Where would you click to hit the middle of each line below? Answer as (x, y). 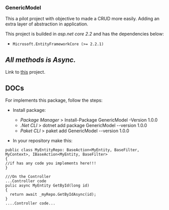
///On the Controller (28, 176)
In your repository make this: (42, 140)
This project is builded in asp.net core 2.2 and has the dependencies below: (84, 34)
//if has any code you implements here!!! (51, 163)
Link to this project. (25, 72)
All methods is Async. (41, 60)
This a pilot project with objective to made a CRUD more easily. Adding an (82, 19)
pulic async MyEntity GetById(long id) (47, 185)
